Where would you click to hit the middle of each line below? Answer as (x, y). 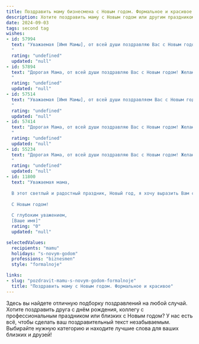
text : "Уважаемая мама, (41, 182)
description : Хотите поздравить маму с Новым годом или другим (86, 17)
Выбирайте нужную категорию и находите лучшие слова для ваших (92, 328)
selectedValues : (26, 242)
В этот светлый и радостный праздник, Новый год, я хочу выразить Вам (100, 193)
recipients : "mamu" (36, 248)
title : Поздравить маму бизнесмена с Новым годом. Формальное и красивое (99, 12)
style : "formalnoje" (37, 265)
